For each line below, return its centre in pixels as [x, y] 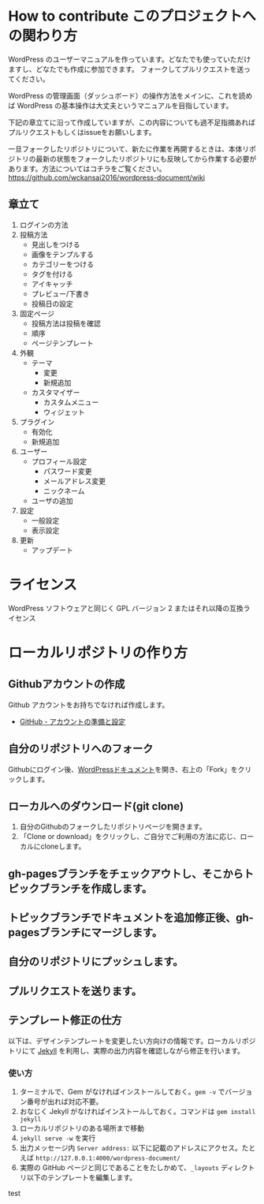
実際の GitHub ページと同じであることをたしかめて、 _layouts [119, 1167]
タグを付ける [52, 274]
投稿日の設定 [52, 304]
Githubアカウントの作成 [67, 684]
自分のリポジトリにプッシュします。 [96, 962]
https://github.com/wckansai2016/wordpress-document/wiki [107, 177]
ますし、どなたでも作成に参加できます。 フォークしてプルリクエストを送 [126, 69]
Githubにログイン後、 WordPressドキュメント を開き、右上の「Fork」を [123, 769]
